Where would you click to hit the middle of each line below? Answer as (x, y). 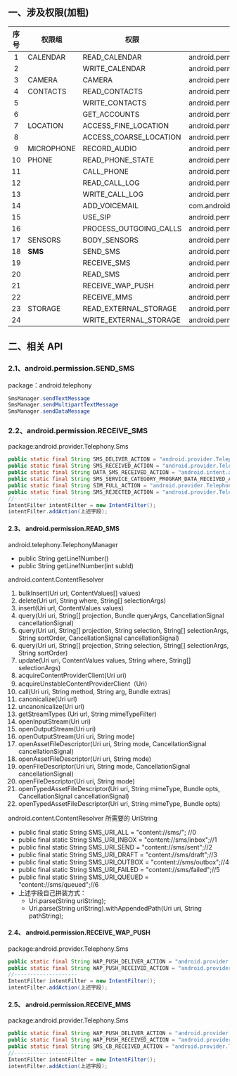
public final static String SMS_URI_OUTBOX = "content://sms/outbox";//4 (123, 862)
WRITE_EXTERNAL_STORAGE (132, 320)
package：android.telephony (50, 385)
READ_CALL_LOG (111, 183)
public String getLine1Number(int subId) (76, 565)
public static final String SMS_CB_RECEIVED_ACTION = (89, 1046)
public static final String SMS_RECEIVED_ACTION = (84, 466)
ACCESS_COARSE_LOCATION (132, 137)
